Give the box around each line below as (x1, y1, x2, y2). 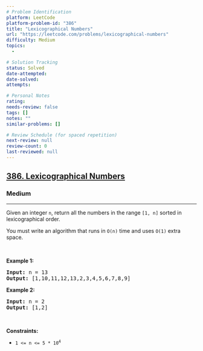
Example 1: (6, 257, 34, 264)
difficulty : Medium (6, 37, 56, 43)
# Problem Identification (6, 8, 71, 15)
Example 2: (6, 286, 35, 293)
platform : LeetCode (6, 15, 56, 21)
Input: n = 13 (6, 269, 48, 276)
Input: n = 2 (6, 298, 45, 305)
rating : (6, 98, 26, 105)
